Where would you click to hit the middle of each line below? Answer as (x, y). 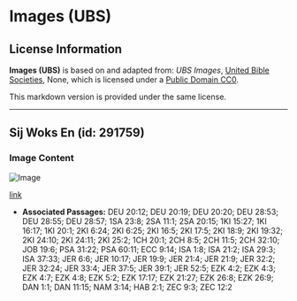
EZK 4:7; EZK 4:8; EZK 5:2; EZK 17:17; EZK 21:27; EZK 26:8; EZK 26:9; (148, 277)
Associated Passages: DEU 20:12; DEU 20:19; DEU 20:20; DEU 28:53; (150, 212)
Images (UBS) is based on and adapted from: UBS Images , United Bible (139, 70)
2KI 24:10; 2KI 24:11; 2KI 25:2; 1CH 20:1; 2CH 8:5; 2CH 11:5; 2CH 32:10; (151, 240)
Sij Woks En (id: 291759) (77, 133)
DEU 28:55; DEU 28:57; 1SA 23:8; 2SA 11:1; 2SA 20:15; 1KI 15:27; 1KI (144, 221)
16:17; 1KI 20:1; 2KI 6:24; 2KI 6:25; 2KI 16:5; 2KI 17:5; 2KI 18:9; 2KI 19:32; (152, 230)
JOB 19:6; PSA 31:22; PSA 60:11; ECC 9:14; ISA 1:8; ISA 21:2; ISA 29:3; (148, 249)
